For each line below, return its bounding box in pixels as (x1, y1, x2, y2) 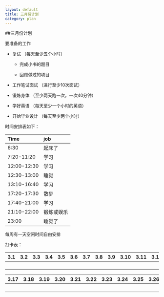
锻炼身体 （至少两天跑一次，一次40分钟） (12, 92, 96, 98)
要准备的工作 (5, 41, 31, 46)
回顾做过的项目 (19, 72, 50, 78)
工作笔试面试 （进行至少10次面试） (12, 82, 82, 88)
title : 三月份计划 (5, 12, 39, 17)
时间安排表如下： (5, 124, 40, 129)
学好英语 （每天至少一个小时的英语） (12, 103, 86, 109)
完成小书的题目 (19, 62, 50, 67)
